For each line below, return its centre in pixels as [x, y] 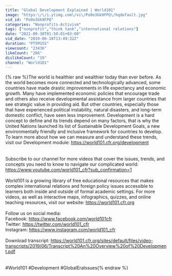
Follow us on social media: [33, 213]
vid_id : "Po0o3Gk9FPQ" [29, 19]
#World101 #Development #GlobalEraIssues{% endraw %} [67, 268]
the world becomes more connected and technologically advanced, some [83, 83]
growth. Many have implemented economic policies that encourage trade [82, 93]
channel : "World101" [27, 63]
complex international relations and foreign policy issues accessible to [79, 186]
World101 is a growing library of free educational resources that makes [80, 181]
